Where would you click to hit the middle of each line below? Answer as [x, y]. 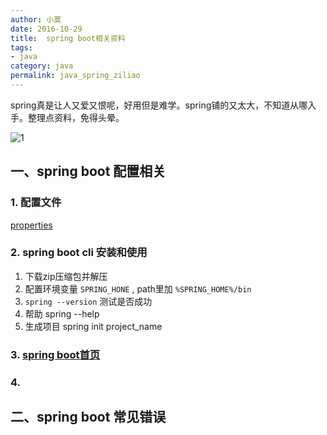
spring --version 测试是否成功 [88, 301]
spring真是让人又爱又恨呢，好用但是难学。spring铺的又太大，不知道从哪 [159, 105]
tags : [21, 47]
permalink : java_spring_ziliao [75, 76]
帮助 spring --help [62, 313]
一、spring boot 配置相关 [88, 171]
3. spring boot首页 [55, 354]
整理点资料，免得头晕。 [76, 117]
